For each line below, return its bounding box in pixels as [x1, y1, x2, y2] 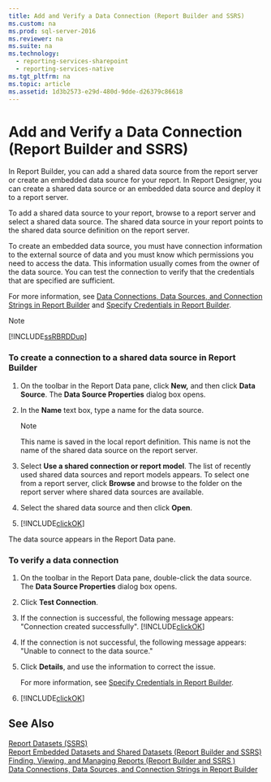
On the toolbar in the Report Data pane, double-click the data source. [19, 572, 252, 582]
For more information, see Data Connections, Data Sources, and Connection [8, 292, 263, 302]
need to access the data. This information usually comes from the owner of [8, 258, 260, 268]
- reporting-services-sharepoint [15, 58, 129, 66]
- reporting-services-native [15, 65, 114, 73]
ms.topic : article [8, 80, 71, 88]
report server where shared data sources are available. [19, 487, 204, 497]
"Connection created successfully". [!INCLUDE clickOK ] [19, 621, 205, 631]
